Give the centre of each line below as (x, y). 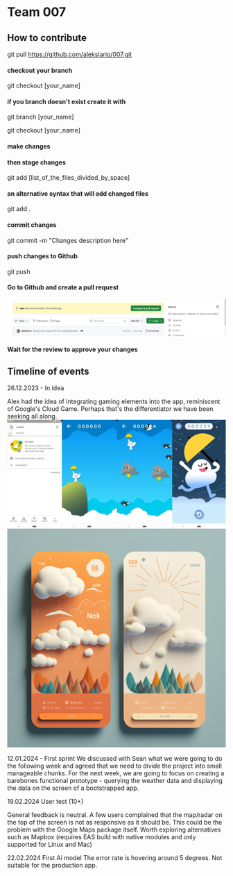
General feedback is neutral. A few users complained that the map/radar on (115, 815)
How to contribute (47, 38)
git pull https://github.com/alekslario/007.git (70, 54)
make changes (29, 146)
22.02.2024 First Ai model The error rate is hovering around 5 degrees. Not (115, 857)
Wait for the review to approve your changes (72, 349)
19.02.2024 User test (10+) (45, 801)
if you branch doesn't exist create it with (67, 101)
